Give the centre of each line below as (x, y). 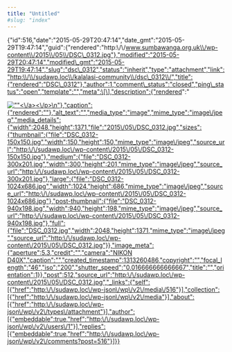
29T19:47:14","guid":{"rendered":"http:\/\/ (66, 47)
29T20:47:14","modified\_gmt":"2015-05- (66, 62)
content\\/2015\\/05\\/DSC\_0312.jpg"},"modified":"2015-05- (93, 55)
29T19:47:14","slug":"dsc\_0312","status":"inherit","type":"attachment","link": (116, 69)
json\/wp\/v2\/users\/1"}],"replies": (56, 326)
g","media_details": (34, 119)
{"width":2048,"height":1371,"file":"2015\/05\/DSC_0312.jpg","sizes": (105, 127)
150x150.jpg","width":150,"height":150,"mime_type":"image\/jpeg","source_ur (116, 142)
